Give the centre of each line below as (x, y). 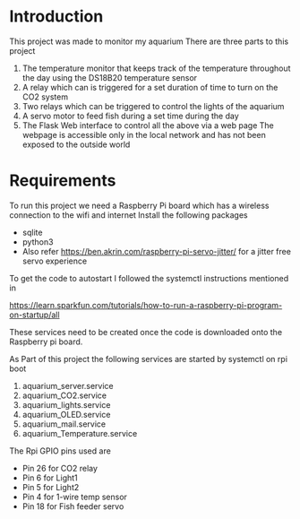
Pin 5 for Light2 (51, 487)
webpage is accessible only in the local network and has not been (144, 134)
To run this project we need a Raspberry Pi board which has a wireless (139, 205)
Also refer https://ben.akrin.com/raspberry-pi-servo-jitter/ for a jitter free (156, 251)
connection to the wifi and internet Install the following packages (129, 215)
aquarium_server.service (68, 385)
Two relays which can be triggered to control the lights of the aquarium (153, 106)
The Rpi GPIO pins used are (60, 451)
